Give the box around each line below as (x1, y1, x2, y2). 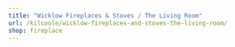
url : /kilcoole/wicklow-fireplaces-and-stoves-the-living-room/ (8, 19, 228, 27)
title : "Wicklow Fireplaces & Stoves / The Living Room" (8, 11, 203, 20)
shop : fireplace (8, 26, 63, 34)
